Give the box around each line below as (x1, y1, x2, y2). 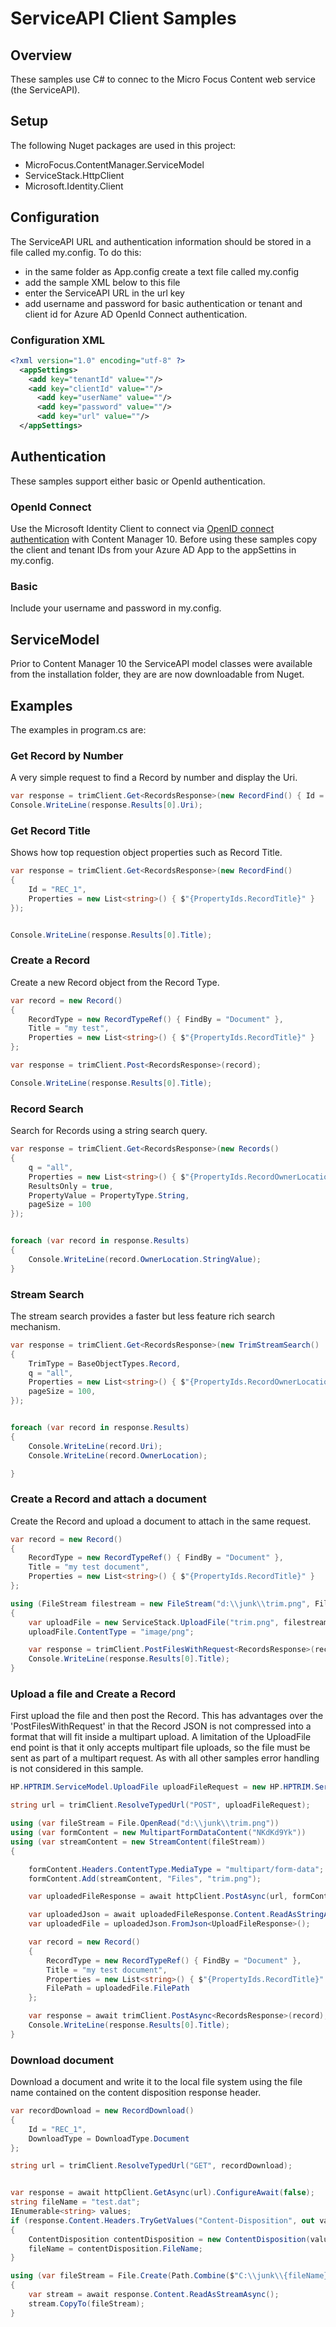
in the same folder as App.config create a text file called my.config (24, 265, 300, 277)
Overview (10, 47, 73, 64)
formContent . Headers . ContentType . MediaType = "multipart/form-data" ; (28, 1864, 325, 1874)
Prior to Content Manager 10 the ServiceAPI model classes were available (10, 658, 313, 670)
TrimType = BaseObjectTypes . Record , (28, 1358, 182, 1369)
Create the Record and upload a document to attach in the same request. (10, 1515, 312, 1527)
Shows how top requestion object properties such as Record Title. (10, 847, 283, 859)
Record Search (10, 1102, 84, 1116)
